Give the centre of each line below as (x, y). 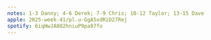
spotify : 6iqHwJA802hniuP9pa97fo (55, 26)
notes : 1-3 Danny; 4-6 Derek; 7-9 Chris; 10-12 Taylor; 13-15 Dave (106, 13)
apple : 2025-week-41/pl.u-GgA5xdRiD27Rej (67, 20)
